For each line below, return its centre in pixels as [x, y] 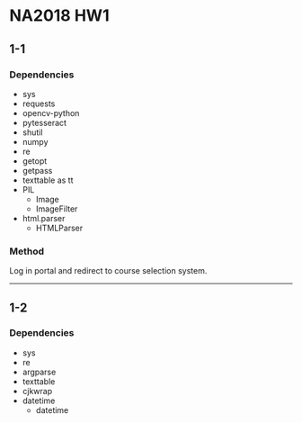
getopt [35, 161]
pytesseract [44, 122]
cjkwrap [37, 391]
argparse [39, 372]
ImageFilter [57, 209]
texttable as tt [48, 180]
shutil [32, 132]
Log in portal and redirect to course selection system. [108, 271]
